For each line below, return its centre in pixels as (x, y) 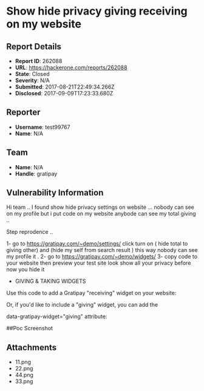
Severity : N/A (32, 80)
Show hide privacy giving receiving (97, 11)
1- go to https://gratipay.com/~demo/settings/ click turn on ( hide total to (97, 243)
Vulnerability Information (55, 193)
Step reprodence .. (30, 232)
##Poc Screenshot (30, 328)
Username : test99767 (42, 127)
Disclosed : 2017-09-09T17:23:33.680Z (64, 93)
